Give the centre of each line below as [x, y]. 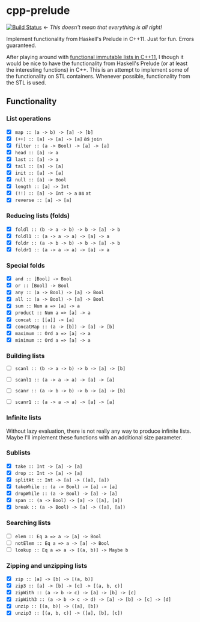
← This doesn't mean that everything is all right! [102, 27]
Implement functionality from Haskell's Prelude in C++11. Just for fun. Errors [100, 39]
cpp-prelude [38, 11]
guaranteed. [21, 45]
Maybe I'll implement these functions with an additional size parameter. [94, 437]
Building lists [26, 356]
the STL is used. [26, 83]
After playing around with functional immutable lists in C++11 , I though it [95, 57]
